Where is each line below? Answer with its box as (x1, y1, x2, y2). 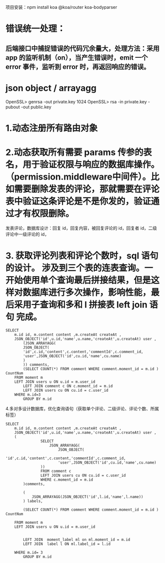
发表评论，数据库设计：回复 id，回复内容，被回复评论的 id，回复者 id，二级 (5, 225, 157, 231)
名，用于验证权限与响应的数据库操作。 (5, 159, 160, 170)
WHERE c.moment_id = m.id (40, 477, 93, 482)
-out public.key (21, 104, 52, 110)
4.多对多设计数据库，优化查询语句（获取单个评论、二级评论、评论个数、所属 (5, 405, 159, 411)
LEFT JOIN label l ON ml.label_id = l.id (23, 541, 111, 546)
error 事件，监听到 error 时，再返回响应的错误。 (5, 63, 150, 71)
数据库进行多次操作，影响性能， (22, 287, 151, 298)
